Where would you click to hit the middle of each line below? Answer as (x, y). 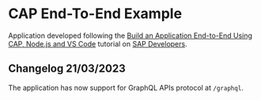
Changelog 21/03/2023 (67, 69)
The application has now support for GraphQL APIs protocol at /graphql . (126, 87)
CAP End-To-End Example (95, 14)
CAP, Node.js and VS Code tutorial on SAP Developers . (98, 43)
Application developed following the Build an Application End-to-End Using (130, 35)
